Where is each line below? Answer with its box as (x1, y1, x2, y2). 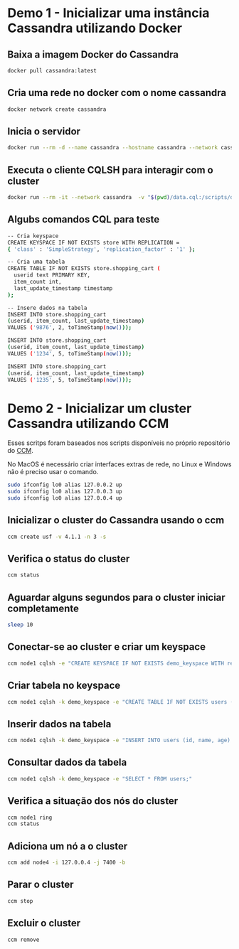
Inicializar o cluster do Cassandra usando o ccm (7, 514, 225, 527)
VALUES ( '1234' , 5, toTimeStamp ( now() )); (7, 350, 132, 357)
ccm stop (7, 897, 33, 904)
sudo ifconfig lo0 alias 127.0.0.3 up (7, 488, 122, 495)
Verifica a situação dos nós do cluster (7, 795, 179, 808)
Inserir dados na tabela (7, 718, 112, 730)
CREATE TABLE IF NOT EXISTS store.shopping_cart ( (7, 265, 161, 272)
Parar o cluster (7, 879, 74, 891)
